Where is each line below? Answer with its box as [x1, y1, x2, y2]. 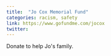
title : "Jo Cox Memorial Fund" [6, 9, 88, 15]
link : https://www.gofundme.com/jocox [6, 20, 105, 26]
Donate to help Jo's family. [6, 43, 74, 50]
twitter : [6, 26, 29, 32]
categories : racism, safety [6, 15, 78, 21]
